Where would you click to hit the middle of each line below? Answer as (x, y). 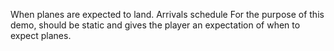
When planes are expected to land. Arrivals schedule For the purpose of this (167, 14)
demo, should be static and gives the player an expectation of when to (155, 25)
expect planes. (41, 35)
